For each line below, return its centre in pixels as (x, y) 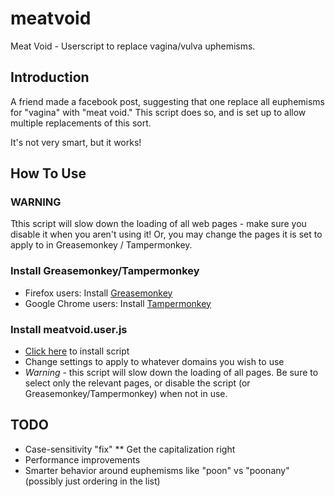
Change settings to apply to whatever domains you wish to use (154, 362)
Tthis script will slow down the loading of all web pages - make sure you (158, 224)
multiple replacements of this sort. (81, 123)
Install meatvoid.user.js (69, 329)
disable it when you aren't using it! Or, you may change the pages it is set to (166, 234)
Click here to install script (77, 351)
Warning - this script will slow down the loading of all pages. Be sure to (171, 373)
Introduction (50, 77)
